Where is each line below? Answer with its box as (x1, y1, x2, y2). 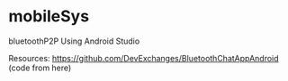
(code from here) (8, 62, 72, 73)
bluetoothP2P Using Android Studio (8, 36, 140, 46)
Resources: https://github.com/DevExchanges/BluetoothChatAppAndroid (8, 53, 280, 63)
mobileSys (8, 6, 90, 27)
